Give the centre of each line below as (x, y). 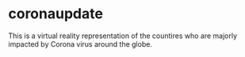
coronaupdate (56, 14)
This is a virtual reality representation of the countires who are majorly (123, 36)
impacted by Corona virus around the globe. (80, 44)
